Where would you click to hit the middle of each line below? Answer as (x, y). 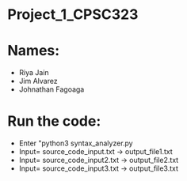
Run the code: (54, 121)
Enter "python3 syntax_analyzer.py (76, 143)
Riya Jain (34, 73)
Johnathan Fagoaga (52, 89)
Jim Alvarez (38, 81)
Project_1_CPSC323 (73, 15)
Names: (34, 51)
